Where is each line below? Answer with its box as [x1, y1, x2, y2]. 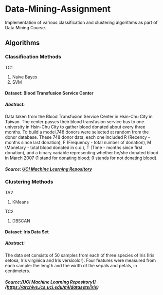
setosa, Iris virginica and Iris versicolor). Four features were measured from [5, 258, 156, 263]
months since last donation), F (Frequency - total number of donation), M [5, 140, 152, 146]
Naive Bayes [12, 74, 37, 80]
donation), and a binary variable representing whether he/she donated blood [5, 150, 159, 156]
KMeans [12, 199, 29, 205]
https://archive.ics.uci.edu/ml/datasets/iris [6, 284, 97, 290]
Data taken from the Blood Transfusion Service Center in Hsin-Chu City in [5, 113, 153, 120]
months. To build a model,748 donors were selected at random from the [5, 129, 149, 135]
